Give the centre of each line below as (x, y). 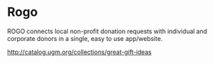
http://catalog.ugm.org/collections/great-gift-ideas (80, 52)
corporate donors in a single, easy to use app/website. (85, 38)
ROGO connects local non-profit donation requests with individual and (107, 31)
